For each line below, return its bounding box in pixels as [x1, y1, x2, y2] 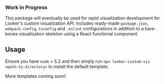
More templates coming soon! [5, 73, 66, 79]
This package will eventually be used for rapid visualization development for [5, 15, 160, 21]
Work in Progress [5, 4, 48, 11]
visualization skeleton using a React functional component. [19, 31, 139, 37]
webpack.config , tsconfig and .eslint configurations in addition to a [5, 26, 144, 32]
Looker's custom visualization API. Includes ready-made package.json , [5, 20, 149, 26]
